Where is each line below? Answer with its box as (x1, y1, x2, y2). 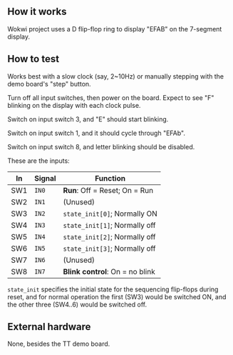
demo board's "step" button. (7, 79, 91, 88)
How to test (7, 53, 59, 65)
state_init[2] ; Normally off (63, 231, 156, 241)
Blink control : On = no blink (63, 266, 155, 276)
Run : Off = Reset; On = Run (63, 185, 154, 195)
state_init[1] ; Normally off (63, 220, 156, 230)
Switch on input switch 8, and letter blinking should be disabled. (7, 142, 195, 151)
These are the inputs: (7, 156, 70, 165)
